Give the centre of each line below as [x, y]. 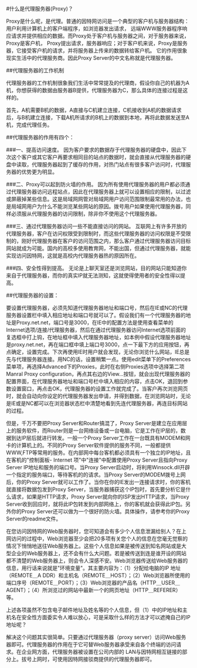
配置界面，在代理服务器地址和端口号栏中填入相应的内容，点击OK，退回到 [95, 381]
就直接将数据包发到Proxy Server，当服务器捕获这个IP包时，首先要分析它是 [96, 489]
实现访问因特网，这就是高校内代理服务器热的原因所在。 [73, 255]
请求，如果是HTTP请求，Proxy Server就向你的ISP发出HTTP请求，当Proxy [100, 497]
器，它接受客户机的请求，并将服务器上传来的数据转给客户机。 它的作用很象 [97, 51]
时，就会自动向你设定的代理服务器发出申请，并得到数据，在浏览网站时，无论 [98, 396]
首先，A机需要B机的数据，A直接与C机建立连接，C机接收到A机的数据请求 [94, 110]
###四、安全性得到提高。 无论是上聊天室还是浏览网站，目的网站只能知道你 [96, 268]
